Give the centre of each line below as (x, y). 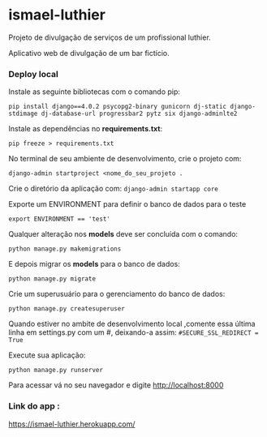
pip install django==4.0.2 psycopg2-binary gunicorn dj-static (118, 107)
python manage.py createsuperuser (67, 309)
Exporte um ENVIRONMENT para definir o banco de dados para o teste (127, 204)
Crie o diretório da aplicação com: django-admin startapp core (114, 189)
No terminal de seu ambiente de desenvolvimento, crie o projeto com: (125, 159)
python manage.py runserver (56, 371)
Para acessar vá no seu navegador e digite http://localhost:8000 (116, 385)
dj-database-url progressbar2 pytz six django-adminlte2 (139, 114)
